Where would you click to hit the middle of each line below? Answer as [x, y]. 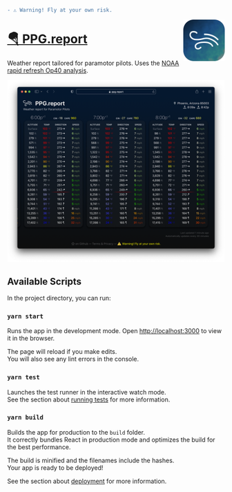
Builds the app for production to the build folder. [76, 432]
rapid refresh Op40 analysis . [48, 70]
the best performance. [39, 447]
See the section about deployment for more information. [87, 481]
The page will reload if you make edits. [62, 352]
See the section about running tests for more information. [89, 399]
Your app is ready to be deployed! [55, 467]
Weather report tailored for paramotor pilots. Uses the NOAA [93, 63]
